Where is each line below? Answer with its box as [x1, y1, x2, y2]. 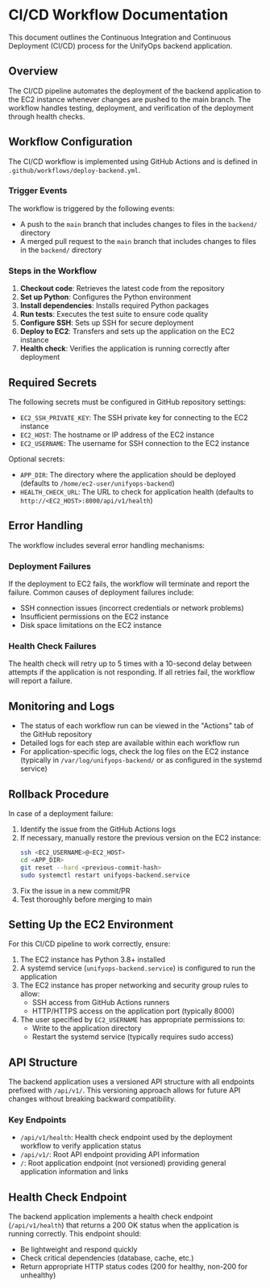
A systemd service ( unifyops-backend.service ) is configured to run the [19, 963, 255, 973]
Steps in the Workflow [8, 265, 98, 276]
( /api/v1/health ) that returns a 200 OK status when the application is [8, 1220, 239, 1230]
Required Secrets [8, 376, 98, 389]
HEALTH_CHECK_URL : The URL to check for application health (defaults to [19, 486, 254, 496]
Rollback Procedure [8, 787, 110, 801]
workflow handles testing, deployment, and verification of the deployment [8, 103, 254, 112]
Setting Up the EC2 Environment [8, 917, 173, 931]
